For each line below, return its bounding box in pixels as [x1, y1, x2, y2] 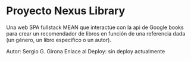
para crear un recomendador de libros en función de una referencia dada [6, 30, 186, 37]
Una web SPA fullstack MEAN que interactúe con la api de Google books [6, 24, 184, 31]
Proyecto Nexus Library [6, 4, 126, 18]
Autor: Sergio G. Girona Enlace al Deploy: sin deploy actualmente [6, 47, 165, 54]
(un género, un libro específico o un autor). [6, 36, 112, 43]
